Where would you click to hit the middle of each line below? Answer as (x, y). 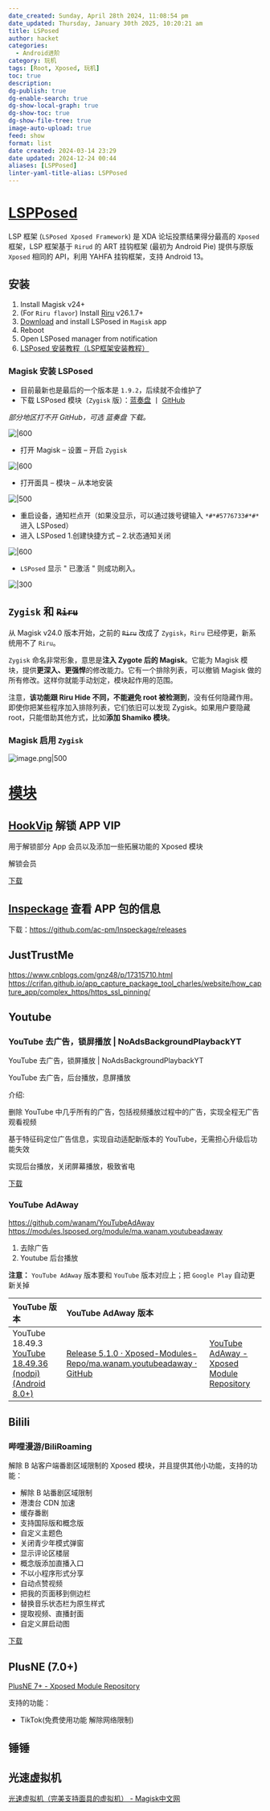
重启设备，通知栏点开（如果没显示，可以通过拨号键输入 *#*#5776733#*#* (139, 516)
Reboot (32, 330)
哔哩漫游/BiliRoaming (50, 1447)
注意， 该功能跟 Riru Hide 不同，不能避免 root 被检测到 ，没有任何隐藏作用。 (133, 697)
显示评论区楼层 (45, 1553)
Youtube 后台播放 (49, 1257)
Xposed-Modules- (161, 1353)
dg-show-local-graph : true (53, 106)
